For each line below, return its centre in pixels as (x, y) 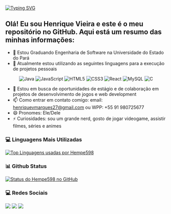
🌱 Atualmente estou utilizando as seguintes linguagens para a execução (89, 63)
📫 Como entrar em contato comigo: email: (58, 100)
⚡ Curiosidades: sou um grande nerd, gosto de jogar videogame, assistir (89, 119)
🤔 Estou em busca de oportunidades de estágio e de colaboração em (86, 89)
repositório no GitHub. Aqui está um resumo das (84, 32)
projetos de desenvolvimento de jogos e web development (74, 94)
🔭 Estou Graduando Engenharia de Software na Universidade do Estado (88, 52)
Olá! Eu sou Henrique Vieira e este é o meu (74, 24)
